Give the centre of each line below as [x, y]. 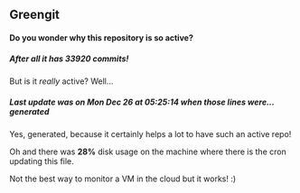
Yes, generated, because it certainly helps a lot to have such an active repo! [150, 133]
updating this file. [42, 161]
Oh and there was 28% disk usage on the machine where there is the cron [148, 152]
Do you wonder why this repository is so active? [102, 37]
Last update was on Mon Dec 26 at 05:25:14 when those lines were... [142, 102]
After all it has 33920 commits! [69, 59]
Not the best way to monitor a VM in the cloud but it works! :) [123, 179]
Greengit [35, 15]
